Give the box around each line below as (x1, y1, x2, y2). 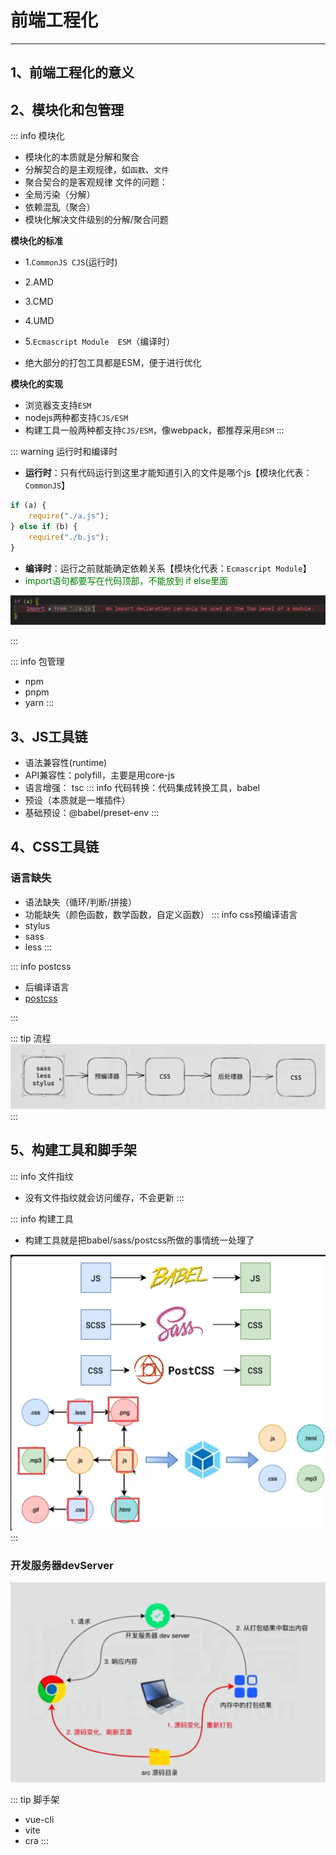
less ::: (24, 941, 53, 953)
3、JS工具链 (10, 728, 88, 745)
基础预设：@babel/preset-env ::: (24, 807, 160, 819)
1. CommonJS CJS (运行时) (24, 256, 118, 268)
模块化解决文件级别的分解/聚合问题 (24, 214, 169, 226)
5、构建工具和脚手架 (10, 1142, 138, 1159)
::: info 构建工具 (10, 1212, 74, 1225)
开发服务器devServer (10, 1558, 114, 1572)
